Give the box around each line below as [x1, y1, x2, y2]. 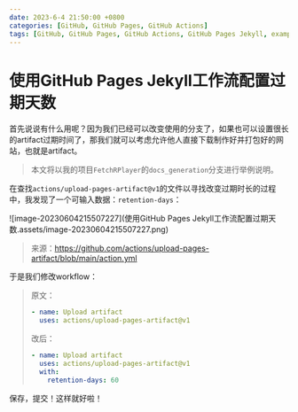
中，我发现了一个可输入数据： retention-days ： [9, 194, 182, 205]
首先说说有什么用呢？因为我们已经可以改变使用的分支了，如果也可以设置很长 [9, 123, 289, 134]
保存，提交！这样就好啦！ [9, 393, 103, 403]
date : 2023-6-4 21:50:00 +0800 [9, 12, 125, 22]
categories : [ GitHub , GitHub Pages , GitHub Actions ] [9, 21, 208, 30]
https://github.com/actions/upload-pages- [54, 243, 210, 253]
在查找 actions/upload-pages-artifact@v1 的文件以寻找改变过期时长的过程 [9, 183, 277, 194]
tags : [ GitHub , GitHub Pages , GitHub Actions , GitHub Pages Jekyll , [9, 29, 268, 38]
